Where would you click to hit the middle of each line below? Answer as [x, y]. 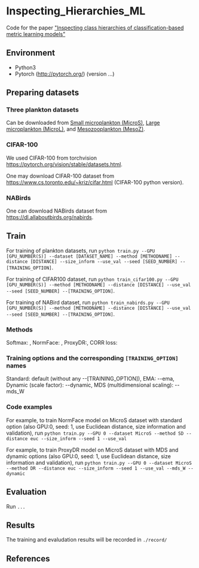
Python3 [25, 67]
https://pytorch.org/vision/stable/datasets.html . [64, 164]
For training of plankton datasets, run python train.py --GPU [81, 250]
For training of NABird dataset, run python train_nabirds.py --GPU [88, 302]
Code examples [29, 407]
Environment [31, 53]
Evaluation [26, 492]
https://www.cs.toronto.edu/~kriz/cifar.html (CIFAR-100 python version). [95, 182]
